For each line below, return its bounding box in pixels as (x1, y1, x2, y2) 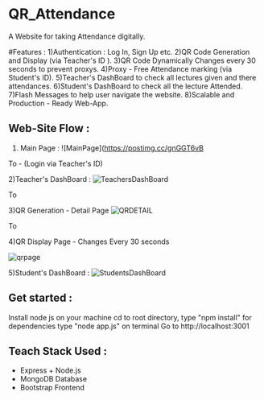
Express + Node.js (19, 365, 82, 375)
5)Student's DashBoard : (8, 267, 90, 278)
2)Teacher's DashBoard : (8, 174, 91, 184)
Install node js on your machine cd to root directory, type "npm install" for (8, 312, 252, 322)
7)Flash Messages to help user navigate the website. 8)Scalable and (8, 89, 235, 99)
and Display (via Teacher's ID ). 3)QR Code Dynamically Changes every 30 (8, 56, 256, 65)
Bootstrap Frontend (19, 383, 85, 393)
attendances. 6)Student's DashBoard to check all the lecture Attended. (8, 81, 243, 91)
